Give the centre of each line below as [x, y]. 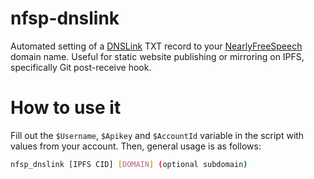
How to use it [66, 108]
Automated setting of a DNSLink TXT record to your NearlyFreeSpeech [156, 46]
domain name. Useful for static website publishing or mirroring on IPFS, [157, 56]
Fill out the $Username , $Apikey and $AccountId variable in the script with [157, 135]
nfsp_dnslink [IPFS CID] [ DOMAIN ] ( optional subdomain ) [129, 164]
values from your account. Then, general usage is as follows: [136, 146]
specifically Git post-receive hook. [81, 67]
